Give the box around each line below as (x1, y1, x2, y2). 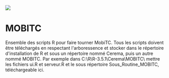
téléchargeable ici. (5, 67, 45, 73)
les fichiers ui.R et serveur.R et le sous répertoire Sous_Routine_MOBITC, (5, 61, 159, 67)
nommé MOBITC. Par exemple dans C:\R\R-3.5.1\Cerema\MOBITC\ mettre (5, 55, 160, 62)
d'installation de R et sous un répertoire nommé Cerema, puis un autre (5, 50, 154, 56)
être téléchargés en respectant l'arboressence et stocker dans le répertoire (5, 45, 164, 51)
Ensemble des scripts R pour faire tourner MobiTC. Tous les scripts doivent (5, 39, 164, 46)
